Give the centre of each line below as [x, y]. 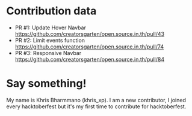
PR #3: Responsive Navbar [48, 53]
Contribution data [51, 11]
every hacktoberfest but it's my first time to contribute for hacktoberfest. [96, 106]
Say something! [46, 83]
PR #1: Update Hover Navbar [50, 28]
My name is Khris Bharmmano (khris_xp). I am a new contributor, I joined [96, 100]
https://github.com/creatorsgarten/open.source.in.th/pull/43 [89, 33]
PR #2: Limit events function [50, 40]
